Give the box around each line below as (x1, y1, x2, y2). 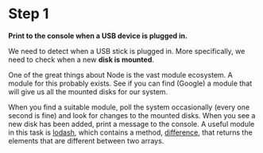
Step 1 (8, 5, 49, 23)
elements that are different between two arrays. (8, 136, 164, 145)
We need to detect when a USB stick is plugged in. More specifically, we (8, 46, 246, 55)
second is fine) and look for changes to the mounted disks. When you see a (8, 110, 256, 120)
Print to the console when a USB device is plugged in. (8, 31, 188, 40)
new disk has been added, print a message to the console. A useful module (8, 119, 255, 128)
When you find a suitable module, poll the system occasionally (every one (8, 102, 250, 112)
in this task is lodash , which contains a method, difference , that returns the (8, 128, 253, 137)
